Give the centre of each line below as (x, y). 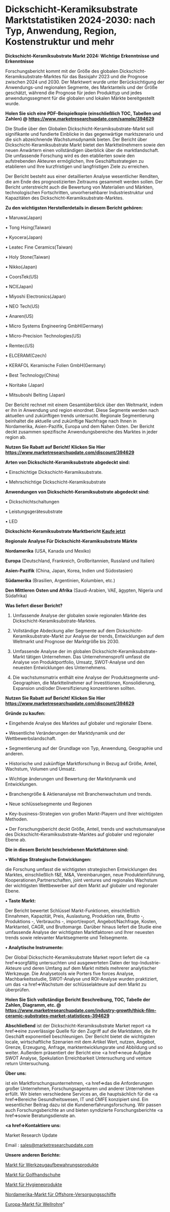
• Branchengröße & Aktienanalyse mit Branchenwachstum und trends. (79, 794)
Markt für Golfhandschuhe (33, 1174)
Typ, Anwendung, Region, (61, 31)
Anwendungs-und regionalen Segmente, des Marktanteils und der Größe (81, 87)
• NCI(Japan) (19, 286)
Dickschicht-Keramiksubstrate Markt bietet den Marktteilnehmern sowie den (85, 145)
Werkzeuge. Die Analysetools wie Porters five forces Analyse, (70, 973)
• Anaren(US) (20, 316)
